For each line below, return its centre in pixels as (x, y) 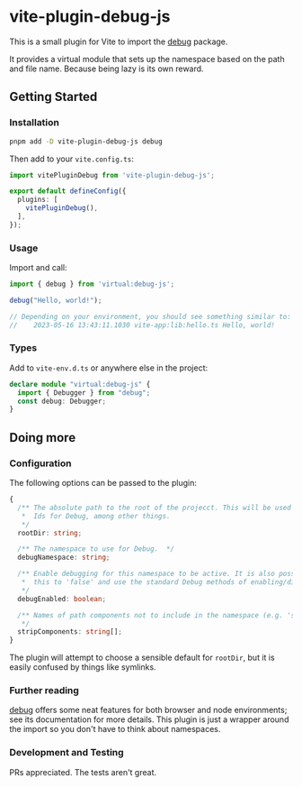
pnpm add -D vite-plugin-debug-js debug (86, 142)
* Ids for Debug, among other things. (96, 516)
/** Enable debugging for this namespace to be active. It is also (147, 574)
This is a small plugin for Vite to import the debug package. (119, 41)
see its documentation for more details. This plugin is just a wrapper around (149, 719)
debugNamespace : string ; (64, 558)
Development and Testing (67, 753)
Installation (35, 123)
